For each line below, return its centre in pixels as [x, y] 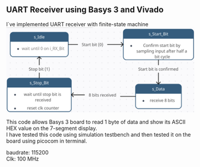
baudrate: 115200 [27, 152]
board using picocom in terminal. [47, 141]
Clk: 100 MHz [23, 159]
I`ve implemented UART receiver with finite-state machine [77, 24]
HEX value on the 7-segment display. [52, 128]
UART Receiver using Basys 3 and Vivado [85, 10]
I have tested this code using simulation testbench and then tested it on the [99, 134]
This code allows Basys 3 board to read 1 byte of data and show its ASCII [96, 122]
